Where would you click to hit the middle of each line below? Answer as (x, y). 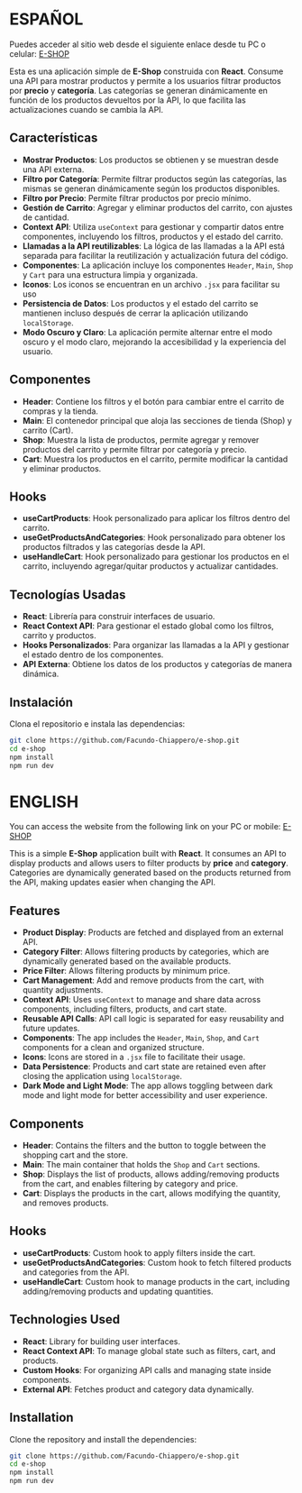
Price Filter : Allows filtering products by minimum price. (126, 971)
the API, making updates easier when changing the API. (113, 883)
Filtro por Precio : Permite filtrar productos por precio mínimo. (137, 197)
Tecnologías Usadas (68, 595)
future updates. (51, 1029)
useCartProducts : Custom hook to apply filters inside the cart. (139, 1252)
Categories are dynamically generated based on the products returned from (150, 873)
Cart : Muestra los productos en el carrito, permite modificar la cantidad (155, 459)
